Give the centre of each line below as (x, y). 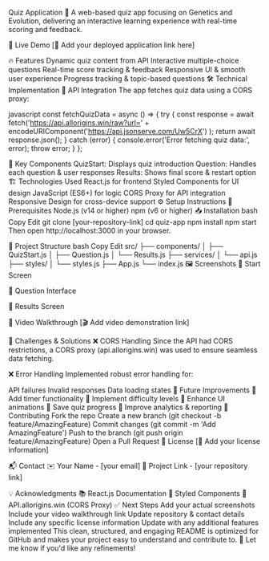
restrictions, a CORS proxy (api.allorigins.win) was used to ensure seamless (133, 350)
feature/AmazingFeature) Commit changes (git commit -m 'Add (112, 424)
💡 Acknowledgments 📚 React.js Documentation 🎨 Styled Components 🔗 (128, 493)
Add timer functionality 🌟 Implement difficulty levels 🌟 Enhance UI (117, 398)
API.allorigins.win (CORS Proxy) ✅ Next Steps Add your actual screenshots (132, 505)
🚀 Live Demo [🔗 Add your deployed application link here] (102, 45)
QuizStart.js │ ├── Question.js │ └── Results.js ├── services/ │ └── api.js (133, 254)
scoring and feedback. (45, 29)
